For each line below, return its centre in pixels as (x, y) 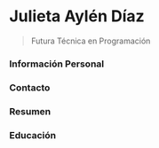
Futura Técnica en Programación (91, 41)
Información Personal (57, 64)
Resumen (30, 111)
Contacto (30, 88)
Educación (32, 135)
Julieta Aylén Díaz (77, 16)
